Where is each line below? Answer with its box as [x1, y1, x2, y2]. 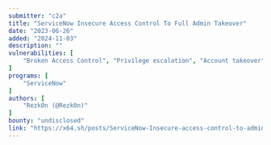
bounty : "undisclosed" [8, 117, 85, 125]
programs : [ [8, 72, 48, 80]
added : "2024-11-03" [8, 34, 78, 43]
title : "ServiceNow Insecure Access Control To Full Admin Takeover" [8, 19, 248, 27]
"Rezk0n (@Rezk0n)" [23, 101, 89, 110]
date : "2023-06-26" [8, 27, 74, 35]
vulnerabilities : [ [8, 49, 74, 57]
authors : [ [8, 94, 45, 102]
